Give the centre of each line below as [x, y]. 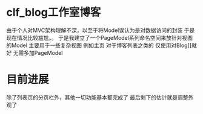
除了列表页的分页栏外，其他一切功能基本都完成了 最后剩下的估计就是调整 [97, 97]
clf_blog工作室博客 [54, 12]
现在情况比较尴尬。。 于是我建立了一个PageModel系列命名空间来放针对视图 [99, 37]
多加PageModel [43, 52]
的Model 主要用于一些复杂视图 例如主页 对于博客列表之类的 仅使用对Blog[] [99, 45]
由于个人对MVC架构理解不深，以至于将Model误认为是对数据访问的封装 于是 [101, 30]
